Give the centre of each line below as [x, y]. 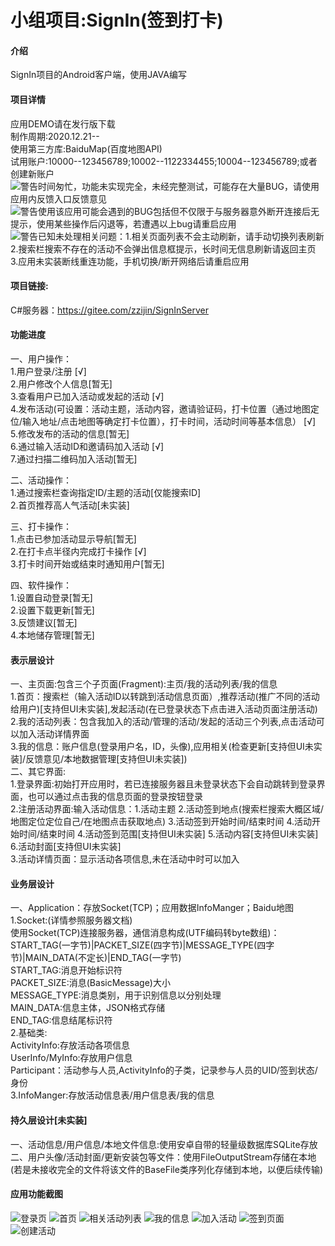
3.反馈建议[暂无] [44, 622]
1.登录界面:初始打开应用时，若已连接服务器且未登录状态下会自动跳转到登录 [163, 784]
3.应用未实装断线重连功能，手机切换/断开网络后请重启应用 [130, 261]
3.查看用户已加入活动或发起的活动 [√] [87, 396]
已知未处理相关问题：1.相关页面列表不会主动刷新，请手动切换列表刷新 [181, 236]
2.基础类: [29, 1033]
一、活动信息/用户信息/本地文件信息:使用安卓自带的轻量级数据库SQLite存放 [164, 1144]
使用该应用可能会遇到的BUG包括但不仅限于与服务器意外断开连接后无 [179, 211]
